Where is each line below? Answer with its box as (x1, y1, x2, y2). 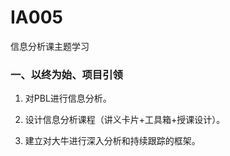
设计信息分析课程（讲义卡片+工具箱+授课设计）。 (24, 114, 226, 126)
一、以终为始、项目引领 (10, 67, 123, 81)
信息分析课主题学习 (10, 40, 90, 52)
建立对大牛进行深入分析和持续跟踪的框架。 (24, 135, 201, 147)
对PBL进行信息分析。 (24, 92, 112, 105)
